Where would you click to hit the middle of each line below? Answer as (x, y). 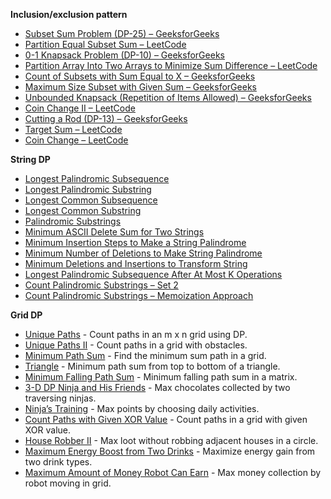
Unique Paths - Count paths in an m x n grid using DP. (136, 334)
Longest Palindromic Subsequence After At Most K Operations (153, 274)
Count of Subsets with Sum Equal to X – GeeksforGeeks (140, 76)
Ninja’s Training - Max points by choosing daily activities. (142, 408)
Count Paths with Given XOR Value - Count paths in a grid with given (166, 419)
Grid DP (26, 315)
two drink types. (58, 462)
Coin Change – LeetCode (76, 140)
